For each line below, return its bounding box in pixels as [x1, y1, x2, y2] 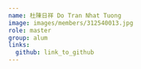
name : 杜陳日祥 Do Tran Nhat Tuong [8, 11, 122, 20]
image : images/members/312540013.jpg [8, 19, 134, 27]
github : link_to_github [15, 48, 94, 56]
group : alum [8, 33, 48, 42]
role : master [8, 26, 52, 34]
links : [8, 41, 30, 49]
